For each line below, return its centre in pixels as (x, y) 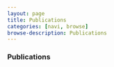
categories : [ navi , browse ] (48, 26)
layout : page (26, 13)
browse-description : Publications (57, 33)
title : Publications (37, 20)
